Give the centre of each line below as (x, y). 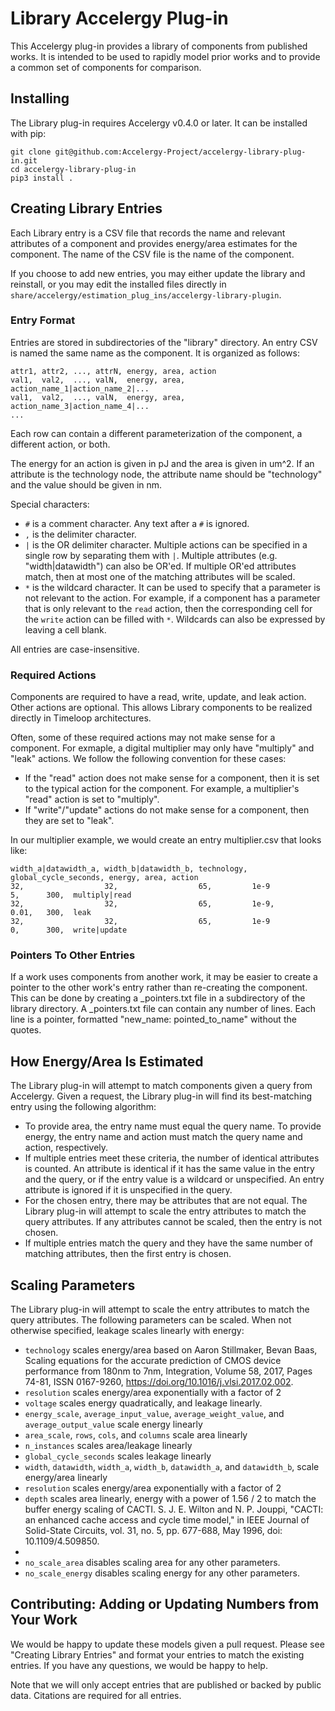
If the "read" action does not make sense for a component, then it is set (172, 778)
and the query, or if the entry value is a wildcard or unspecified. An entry (174, 1179)
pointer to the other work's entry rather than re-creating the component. (159, 988)
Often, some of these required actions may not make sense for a (143, 738)
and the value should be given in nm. (86, 484)
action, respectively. (66, 1148)
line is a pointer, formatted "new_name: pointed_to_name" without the (153, 1019)
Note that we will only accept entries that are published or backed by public (166, 1684)
